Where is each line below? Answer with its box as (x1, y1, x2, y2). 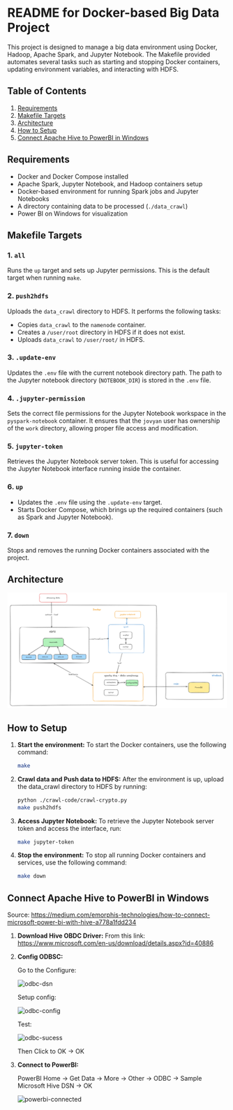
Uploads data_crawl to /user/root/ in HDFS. (17, 335, 145, 343)
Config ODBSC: (17, 952, 63, 961)
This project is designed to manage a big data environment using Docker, (7, 43, 218, 51)
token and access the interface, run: (17, 824, 122, 832)
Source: (7, 910, 30, 919)
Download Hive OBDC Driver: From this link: (17, 931, 145, 940)
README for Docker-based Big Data (7, 5, 220, 21)
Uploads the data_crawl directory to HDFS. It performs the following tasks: (7, 307, 221, 315)
